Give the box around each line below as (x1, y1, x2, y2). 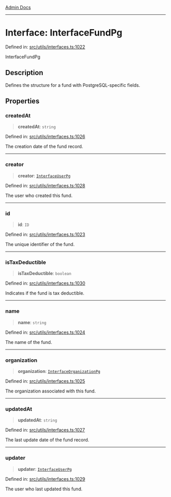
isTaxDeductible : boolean (17, 270, 72, 277)
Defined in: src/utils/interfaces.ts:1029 (5, 476, 85, 482)
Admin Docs (5, 5, 31, 10)
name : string (17, 319, 47, 326)
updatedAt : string (17, 417, 58, 423)
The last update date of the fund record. (5, 437, 90, 443)
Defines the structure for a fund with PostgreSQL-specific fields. (5, 82, 140, 88)
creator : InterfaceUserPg (17, 172, 71, 179)
